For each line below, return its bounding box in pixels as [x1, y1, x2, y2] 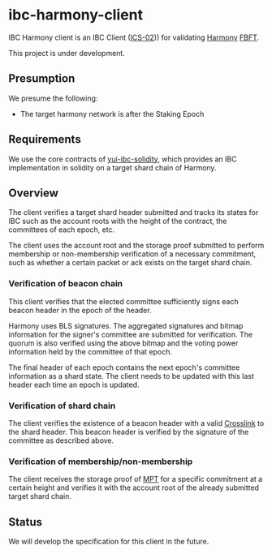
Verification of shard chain [8, 400, 116, 411]
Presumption [8, 71, 76, 86]
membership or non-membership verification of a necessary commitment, [8, 249, 257, 259]
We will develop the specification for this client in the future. [8, 537, 209, 547]
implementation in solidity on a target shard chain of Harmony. [8, 162, 217, 172]
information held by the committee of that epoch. [8, 346, 173, 356]
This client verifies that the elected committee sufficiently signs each [8, 296, 239, 306]
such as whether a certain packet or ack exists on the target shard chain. [8, 258, 253, 268]
